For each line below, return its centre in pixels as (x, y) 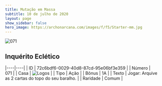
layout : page (18, 18)
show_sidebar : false (26, 23)
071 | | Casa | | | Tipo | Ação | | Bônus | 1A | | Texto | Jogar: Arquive (81, 73)
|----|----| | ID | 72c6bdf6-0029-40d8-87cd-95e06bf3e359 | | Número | (78, 68)
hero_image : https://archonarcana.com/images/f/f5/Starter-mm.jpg (74, 28)
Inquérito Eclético (32, 56)
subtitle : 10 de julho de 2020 (37, 14)
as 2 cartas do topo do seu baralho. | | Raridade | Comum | (64, 78)
